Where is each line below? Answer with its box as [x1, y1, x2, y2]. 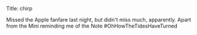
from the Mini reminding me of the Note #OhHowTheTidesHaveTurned [6, 23, 178, 29]
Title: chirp [6, 5, 33, 12]
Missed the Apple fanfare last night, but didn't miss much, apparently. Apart [6, 16, 192, 23]
